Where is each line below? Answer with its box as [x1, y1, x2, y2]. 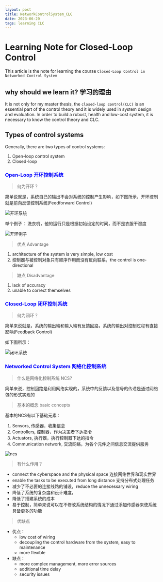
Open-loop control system [12, 153, 65, 159]
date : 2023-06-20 [5, 16, 40, 21]
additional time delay [19, 566, 61, 572]
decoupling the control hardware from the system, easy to [19, 539, 136, 545]
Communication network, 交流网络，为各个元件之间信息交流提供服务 [12, 441, 149, 447]
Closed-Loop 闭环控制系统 [5, 301, 68, 307]
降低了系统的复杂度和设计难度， [12, 489, 76, 495]
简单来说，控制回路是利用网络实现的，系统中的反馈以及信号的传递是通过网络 [5, 385, 158, 391]
